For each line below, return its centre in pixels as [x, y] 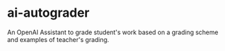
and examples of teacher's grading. [58, 39]
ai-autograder [48, 13]
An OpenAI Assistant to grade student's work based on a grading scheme [113, 32]
